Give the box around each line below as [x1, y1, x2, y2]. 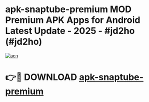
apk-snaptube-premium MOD [5, 4, 132, 15]
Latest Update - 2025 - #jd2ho [5, 25, 135, 37]
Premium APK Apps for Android [5, 14, 140, 26]
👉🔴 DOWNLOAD [5, 72, 77, 83]
